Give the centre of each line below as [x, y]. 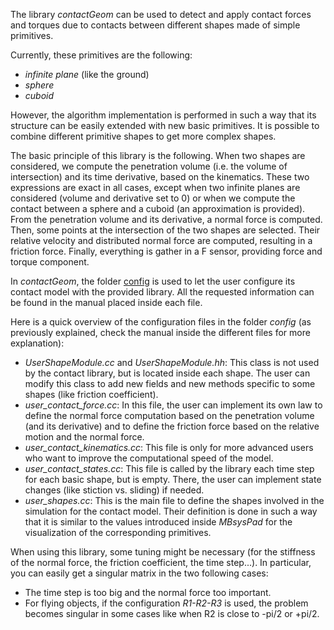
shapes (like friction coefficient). [91, 394]
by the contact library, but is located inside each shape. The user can [167, 373]
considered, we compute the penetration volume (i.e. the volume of [149, 166]
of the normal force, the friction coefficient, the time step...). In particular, [161, 562]
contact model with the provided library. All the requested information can [162, 292]
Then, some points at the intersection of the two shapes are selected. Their [165, 230]
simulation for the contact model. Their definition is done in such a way [171, 511]
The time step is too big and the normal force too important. [148, 592]
